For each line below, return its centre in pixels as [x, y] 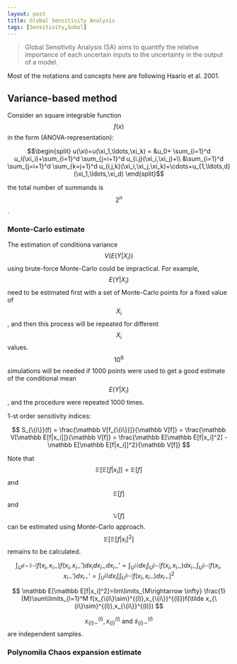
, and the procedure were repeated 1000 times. [76, 402]
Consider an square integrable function [64, 116]
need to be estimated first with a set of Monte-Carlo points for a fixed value [117, 292]
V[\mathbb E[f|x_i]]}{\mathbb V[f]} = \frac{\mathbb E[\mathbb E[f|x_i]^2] [116, 437]
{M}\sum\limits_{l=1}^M [54, 599]
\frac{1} [215, 591]
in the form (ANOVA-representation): [61, 137]
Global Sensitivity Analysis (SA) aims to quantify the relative [112, 47]
